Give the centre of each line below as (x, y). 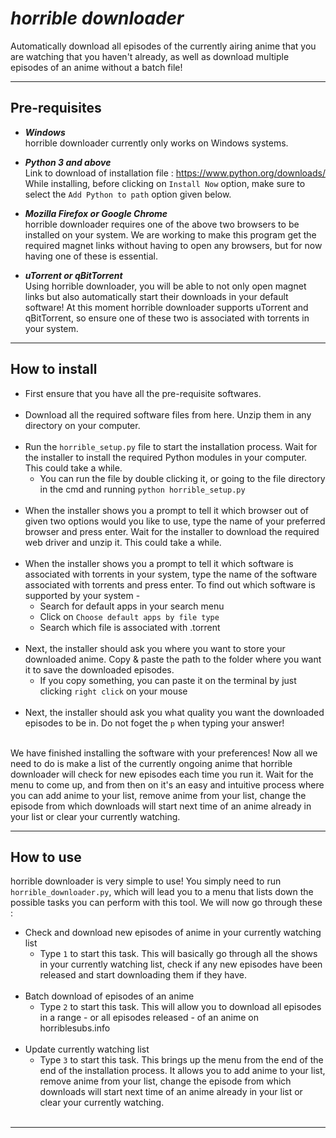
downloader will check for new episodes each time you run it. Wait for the (162, 774)
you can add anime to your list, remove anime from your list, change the (158, 795)
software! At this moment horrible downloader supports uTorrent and (166, 307)
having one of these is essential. (91, 256)
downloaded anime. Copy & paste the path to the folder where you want (173, 659)
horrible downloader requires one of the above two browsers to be (162, 224)
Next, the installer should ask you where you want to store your (155, 648)
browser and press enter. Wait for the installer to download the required (172, 531)
